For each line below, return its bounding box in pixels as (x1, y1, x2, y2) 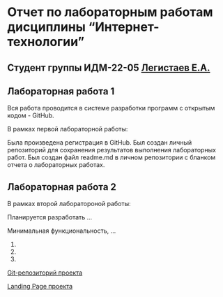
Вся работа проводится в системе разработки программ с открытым (7, 104, 215, 113)
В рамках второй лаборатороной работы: (7, 200, 131, 208)
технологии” (7, 34, 85, 50)
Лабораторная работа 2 (7, 181, 117, 193)
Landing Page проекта (7, 282, 73, 291)
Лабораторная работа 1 (7, 85, 115, 97)
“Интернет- (88, 19, 160, 35)
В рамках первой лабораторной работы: (7, 125, 128, 133)
